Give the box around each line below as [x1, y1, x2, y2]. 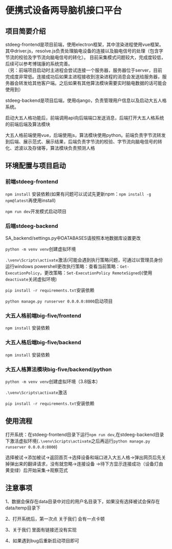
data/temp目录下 [5, 505, 41, 511]
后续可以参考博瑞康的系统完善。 [5, 61, 73, 67]
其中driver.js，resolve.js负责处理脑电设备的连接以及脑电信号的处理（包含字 [5, 48, 164, 54]
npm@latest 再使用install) [5, 197, 56, 203]
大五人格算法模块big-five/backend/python [5, 366, 112, 373]
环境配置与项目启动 [5, 162, 66, 170]
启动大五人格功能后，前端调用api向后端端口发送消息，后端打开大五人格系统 [5, 115, 164, 121]
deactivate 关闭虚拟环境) [5, 276, 57, 282]
